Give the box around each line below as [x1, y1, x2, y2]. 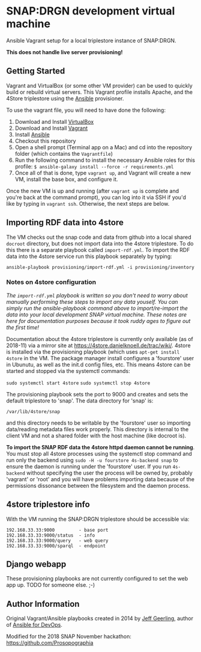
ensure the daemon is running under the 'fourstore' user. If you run [6, 463, 172, 470]
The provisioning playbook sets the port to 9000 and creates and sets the [6, 390, 188, 398]
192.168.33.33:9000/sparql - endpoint [6, 543, 106, 549]
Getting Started [6, 66, 65, 76]
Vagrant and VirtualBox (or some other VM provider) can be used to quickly [6, 82, 193, 89]
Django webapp [6, 559, 67, 570]
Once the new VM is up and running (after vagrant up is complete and [6, 187, 179, 194]
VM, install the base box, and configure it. [14, 176, 118, 183]
